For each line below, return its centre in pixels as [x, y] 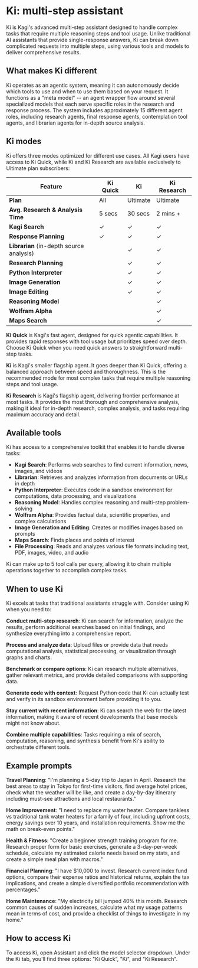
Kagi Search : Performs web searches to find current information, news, [102, 465]
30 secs [138, 213]
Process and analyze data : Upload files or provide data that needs [87, 645]
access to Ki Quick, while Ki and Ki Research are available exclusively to [93, 162]
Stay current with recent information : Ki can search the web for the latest [96, 710]
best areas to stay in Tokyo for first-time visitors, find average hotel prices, [97, 786]
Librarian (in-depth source [47, 246]
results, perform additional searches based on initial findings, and [86, 627]
